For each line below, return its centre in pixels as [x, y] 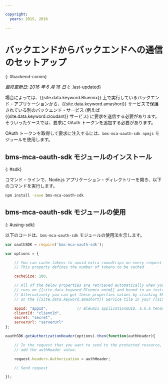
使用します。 [40, 140]
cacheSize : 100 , [31, 276]
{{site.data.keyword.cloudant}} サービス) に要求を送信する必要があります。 [82, 116]
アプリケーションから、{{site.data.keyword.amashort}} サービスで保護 [86, 104]
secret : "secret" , [33, 318]
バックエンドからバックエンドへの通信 [84, 50]
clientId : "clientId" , [38, 313]
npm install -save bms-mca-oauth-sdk [44, 196]
